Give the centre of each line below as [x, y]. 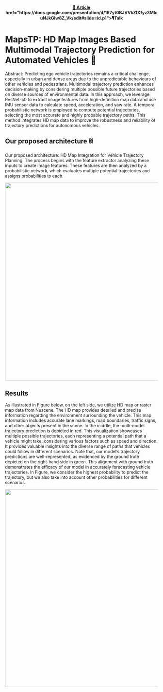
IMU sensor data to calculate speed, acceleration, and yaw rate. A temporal [81, 105]
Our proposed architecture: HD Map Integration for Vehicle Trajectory [74, 155]
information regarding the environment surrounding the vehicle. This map [78, 415]
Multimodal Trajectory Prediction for [80, 50]
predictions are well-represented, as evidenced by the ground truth [72, 457]
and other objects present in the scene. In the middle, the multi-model [75, 426]
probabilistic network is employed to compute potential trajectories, [73, 109]
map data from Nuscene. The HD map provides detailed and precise [73, 410]
